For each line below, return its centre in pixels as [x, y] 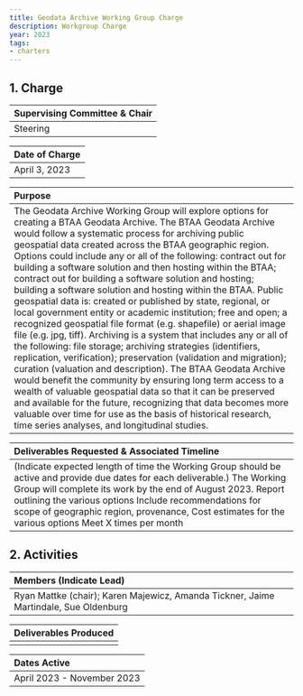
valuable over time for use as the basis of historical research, [143, 413]
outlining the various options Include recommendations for [138, 500]
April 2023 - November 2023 [77, 678]
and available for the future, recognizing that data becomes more [151, 403]
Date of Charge [47, 154]
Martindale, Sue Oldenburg [71, 607]
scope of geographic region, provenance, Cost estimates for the [150, 511]
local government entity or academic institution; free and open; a [151, 312]
